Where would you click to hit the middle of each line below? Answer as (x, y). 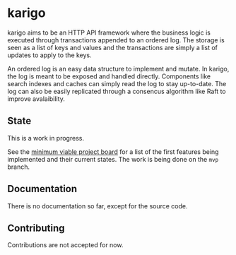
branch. (19, 167)
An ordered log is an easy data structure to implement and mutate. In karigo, (118, 69)
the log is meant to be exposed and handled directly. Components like (109, 76)
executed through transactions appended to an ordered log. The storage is (116, 40)
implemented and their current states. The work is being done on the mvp (113, 159)
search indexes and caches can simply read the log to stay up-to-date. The (117, 83)
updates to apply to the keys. (49, 55)
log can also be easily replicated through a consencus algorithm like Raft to (117, 91)
